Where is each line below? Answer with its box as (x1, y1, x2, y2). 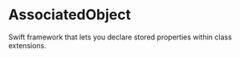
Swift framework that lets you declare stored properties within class (8, 32, 233, 42)
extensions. (8, 40, 47, 50)
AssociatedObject (8, 6, 131, 24)
